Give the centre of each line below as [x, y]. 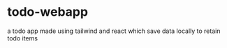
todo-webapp [48, 12]
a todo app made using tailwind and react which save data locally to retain [114, 31]
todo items [23, 38]
